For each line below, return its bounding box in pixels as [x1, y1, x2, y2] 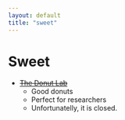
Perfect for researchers [30, 95, 107, 104]
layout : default [8, 11, 61, 20]
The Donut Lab [19, 78, 68, 88]
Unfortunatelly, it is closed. [30, 104, 118, 113]
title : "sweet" [8, 19, 58, 27]
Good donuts [30, 87, 73, 96]
